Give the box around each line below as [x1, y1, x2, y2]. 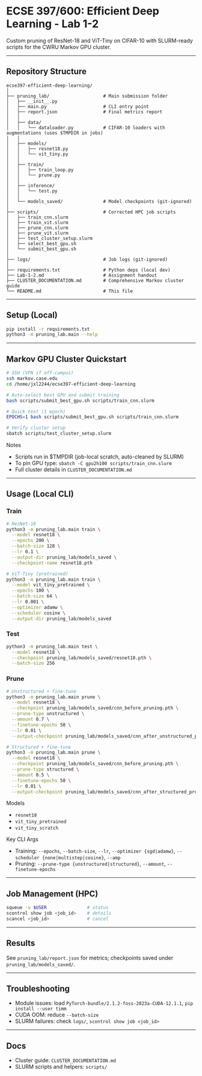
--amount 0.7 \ [11, 716, 50, 722]
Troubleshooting [6, 984, 70, 994]
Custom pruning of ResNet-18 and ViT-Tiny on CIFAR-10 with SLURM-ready [6, 37, 194, 44]
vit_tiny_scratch [14, 825, 59, 831]
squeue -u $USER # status [6, 905, 109, 911]
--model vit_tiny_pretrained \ [11, 582, 90, 588]
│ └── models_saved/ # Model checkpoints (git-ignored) [6, 198, 192, 204]
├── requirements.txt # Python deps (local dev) [6, 267, 171, 273]
